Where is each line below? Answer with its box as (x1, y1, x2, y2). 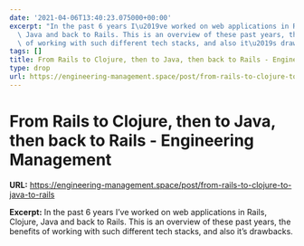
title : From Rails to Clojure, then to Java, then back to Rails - (9, 55, 270, 64)
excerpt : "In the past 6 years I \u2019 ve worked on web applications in (9, 22, 290, 31)
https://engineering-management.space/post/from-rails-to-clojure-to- (29, 179, 292, 190)
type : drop (9, 64, 51, 73)
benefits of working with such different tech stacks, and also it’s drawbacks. (9, 225, 294, 236)
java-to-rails (9, 189, 55, 200)
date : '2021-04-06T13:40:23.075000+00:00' (9, 13, 172, 23)
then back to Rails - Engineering (9, 130, 255, 150)
